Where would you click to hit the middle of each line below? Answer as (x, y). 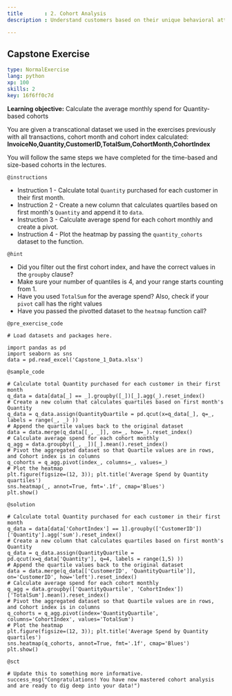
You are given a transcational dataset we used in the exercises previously (112, 129)
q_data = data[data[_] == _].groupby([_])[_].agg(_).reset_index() (106, 396)
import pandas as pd (37, 348)
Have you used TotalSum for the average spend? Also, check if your (113, 296)
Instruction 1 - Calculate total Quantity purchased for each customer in (118, 190)
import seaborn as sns (40, 354)
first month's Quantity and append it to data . (80, 212)
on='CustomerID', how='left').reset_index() (72, 577)
